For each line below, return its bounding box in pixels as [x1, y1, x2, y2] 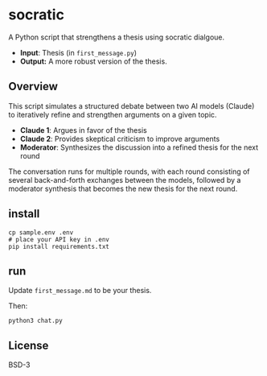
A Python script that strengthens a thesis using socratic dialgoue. [8, 32, 225, 42]
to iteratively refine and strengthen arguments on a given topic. [8, 109, 217, 119]
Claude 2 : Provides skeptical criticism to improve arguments [19, 134, 220, 143]
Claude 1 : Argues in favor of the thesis [19, 125, 147, 134]
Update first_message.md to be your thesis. [8, 286, 152, 295]
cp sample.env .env [8, 228, 74, 237]
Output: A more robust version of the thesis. [19, 56, 167, 66]
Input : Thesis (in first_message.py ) [19, 48, 138, 57]
